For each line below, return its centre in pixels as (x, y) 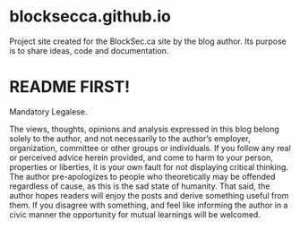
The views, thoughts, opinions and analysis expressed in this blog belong (144, 129)
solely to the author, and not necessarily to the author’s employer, (130, 138)
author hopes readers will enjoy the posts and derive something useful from (149, 195)
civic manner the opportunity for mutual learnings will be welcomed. (135, 214)
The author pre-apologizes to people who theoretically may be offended (142, 176)
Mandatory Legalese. (48, 111)
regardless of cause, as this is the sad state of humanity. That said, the (140, 186)
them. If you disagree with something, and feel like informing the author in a (149, 205)
